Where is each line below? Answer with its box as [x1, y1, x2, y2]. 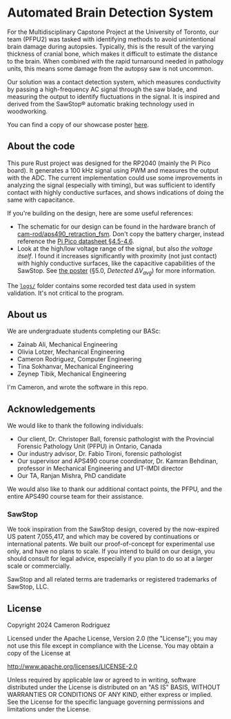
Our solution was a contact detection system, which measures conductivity [7, 77, 221, 86]
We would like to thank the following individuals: [7, 421, 143, 430]
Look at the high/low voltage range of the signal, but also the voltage [17, 244, 213, 253]
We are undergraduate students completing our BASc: [7, 327, 161, 336]
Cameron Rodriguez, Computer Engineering [17, 355, 142, 363]
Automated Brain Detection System [7, 5, 214, 21]
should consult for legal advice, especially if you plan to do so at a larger [7, 555, 214, 563]
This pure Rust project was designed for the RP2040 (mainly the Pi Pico [7, 159, 211, 167]
